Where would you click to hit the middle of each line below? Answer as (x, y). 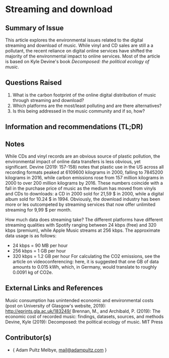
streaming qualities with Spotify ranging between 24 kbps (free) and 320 (81, 225)
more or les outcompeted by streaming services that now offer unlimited (80, 204)
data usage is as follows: (31, 236)
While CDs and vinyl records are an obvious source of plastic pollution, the (83, 156)
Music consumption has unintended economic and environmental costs (79, 300)
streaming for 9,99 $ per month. (39, 210)
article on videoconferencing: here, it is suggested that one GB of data (86, 262)
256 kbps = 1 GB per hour (39, 251)
